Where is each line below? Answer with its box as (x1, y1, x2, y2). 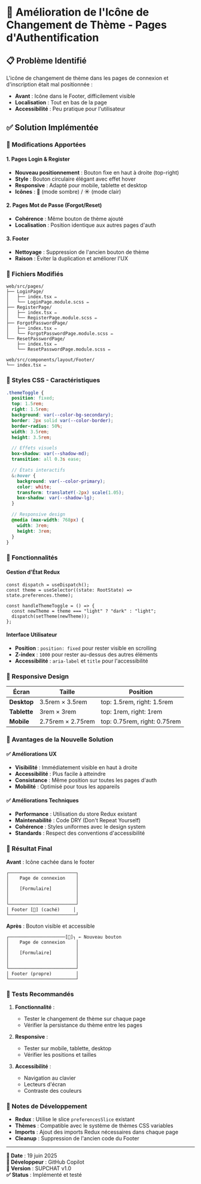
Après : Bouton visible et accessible (6, 922, 95, 930)
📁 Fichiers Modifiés (6, 269, 64, 278)
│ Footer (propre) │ (6, 970, 79, 977)
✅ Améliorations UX (6, 750, 57, 757)
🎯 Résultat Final (6, 844, 53, 853)
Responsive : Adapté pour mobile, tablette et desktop (14, 181, 148, 188)
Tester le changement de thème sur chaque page (23, 1015, 146, 1022)
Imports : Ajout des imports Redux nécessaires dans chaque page (14, 1128, 178, 1136)
